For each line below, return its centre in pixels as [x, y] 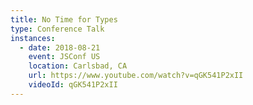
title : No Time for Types [64, 19]
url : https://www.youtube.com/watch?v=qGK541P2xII [136, 76]
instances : [33, 38]
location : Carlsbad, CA [78, 66]
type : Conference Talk [57, 29]
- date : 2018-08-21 [60, 47]
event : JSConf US [64, 57]
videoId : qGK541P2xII [73, 85]
